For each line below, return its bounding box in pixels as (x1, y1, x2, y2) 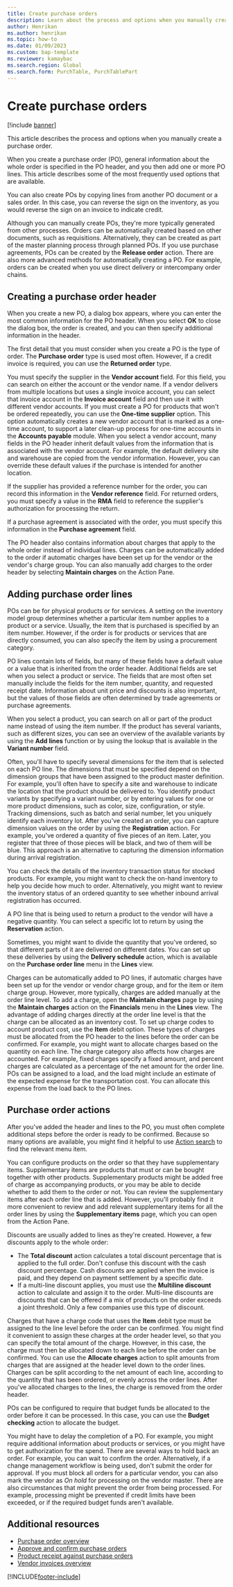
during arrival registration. (7, 854, 82, 862)
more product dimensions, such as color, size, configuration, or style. (7, 802, 205, 811)
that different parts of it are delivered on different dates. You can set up (7, 945, 211, 954)
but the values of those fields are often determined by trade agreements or (7, 694, 221, 702)
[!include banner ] (7, 121, 57, 129)
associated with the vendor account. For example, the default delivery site (7, 447, 219, 455)
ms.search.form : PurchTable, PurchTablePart (7, 68, 138, 75)
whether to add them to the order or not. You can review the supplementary (7, 1187, 223, 1196)
